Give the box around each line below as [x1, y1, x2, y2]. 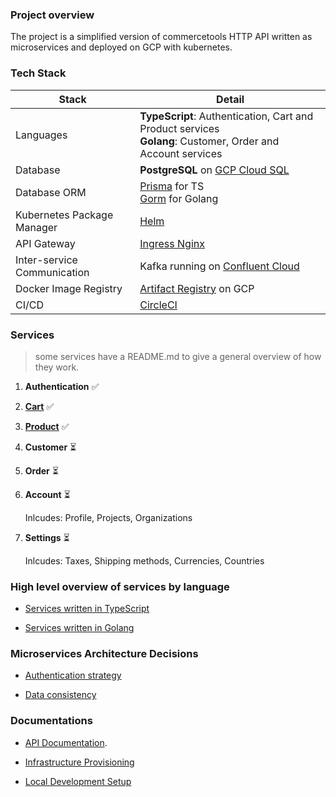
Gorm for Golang [139, 191, 219, 205]
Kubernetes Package [15, 208, 114, 222]
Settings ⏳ [24, 531, 70, 543]
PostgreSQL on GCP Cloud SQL [139, 163, 290, 177]
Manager [15, 220, 58, 234]
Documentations [10, 714, 93, 728]
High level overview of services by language [10, 579, 230, 593]
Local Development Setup [24, 775, 132, 787]
